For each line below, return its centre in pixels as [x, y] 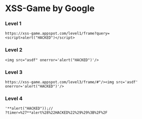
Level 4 [14, 98]
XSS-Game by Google [50, 8]
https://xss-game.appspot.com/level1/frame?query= [57, 34]
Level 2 [14, 50]
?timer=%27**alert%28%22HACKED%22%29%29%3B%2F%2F [56, 113]
